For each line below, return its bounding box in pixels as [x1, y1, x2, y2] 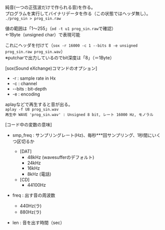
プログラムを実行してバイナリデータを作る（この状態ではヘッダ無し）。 [5, 10, 151, 16]
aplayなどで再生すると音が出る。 [5, 102, 73, 107]
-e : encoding [12, 91, 40, 97]
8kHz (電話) [27, 171, 52, 177]
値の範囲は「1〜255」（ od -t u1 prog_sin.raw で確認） [5, 25, 116, 31]
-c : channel [12, 81, 37, 86]
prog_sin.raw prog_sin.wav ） [5, 49, 66, 54]
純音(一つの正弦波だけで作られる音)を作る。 [5, 4, 96, 10]
